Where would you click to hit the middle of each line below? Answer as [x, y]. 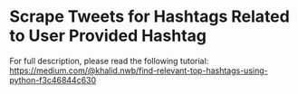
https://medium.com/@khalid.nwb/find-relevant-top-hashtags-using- [139, 70]
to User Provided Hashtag [108, 36]
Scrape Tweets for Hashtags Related [149, 17]
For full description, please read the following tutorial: [109, 61]
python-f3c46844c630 [53, 80]
